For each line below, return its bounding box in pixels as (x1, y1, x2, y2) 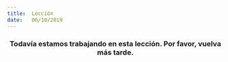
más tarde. (97, 48, 134, 57)
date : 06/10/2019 (7, 17, 63, 23)
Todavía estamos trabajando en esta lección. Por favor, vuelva (9, 39, 222, 49)
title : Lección (7, 10, 54, 17)
